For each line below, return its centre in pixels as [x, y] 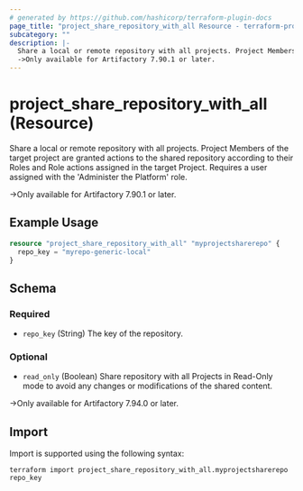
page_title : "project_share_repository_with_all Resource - [125, 26]
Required [30, 314]
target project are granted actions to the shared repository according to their [151, 158]
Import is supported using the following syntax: [97, 454]
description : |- [40, 43]
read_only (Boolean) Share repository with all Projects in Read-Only [147, 377]
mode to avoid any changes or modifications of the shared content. [147, 386]
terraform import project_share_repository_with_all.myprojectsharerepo [149, 470]
